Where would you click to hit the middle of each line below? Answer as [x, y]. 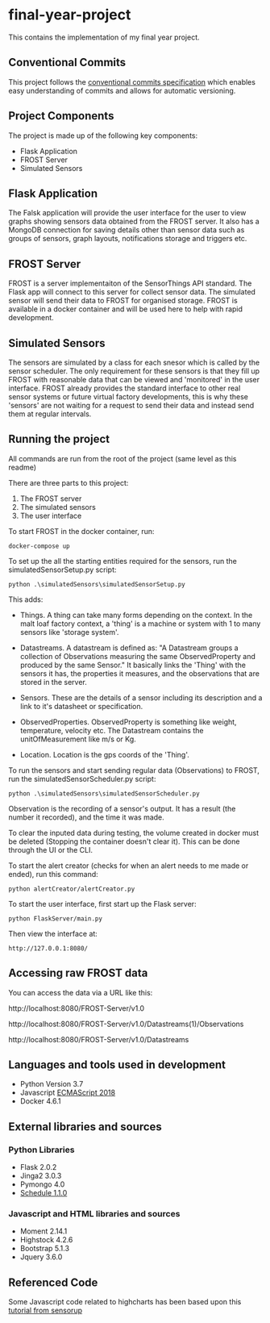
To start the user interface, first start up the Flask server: [102, 904]
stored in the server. [53, 682]
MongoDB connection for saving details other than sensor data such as [127, 230]
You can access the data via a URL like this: [81, 992]
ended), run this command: [53, 874]
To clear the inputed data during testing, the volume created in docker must [134, 833]
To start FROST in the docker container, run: [81, 531]
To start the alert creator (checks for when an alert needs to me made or [129, 866]
